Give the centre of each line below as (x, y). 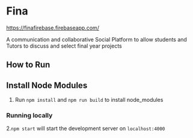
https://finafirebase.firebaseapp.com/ (53, 28)
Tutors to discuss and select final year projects (64, 46)
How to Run (28, 65)
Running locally (29, 116)
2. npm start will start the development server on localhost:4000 (86, 128)
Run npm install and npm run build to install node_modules (89, 100)
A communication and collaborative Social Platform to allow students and (97, 39)
